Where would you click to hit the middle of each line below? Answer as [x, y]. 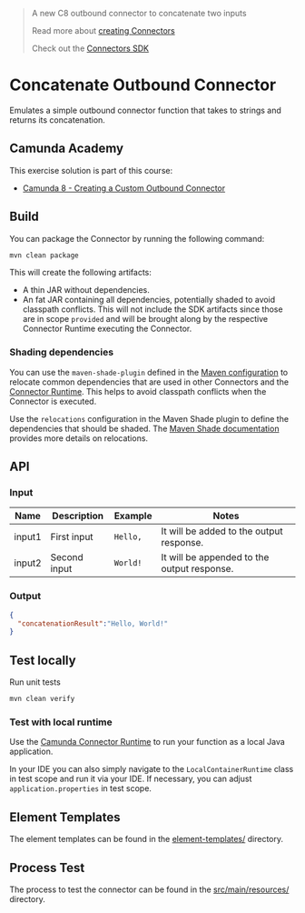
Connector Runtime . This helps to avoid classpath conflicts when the [138, 391]
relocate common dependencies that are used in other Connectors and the [149, 382]
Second [67, 557]
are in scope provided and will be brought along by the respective [145, 319]
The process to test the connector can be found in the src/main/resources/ [149, 889]
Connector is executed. [53, 401]
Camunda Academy [67, 149]
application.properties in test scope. [81, 788]
